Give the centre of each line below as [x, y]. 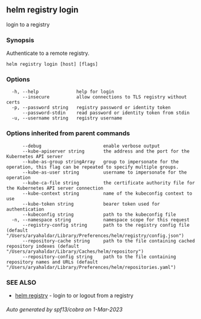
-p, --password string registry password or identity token [91, 108]
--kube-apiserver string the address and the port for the [106, 151]
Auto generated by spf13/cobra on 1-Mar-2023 [64, 309]
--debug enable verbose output [91, 146]
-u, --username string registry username [67, 118]
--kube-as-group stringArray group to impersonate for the [100, 162]
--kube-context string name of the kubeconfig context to [107, 193]
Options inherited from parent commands [68, 133]
